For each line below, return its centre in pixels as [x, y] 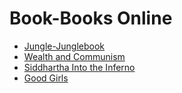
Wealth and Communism [74, 56]
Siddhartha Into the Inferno [79, 67]
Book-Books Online [91, 18]
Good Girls [46, 78]
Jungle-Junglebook [64, 46]
